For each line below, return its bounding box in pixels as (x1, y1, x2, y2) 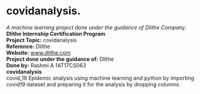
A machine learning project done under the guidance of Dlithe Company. (6, 24, 187, 31)
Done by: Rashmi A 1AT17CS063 (6, 61, 86, 69)
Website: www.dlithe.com (6, 49, 71, 56)
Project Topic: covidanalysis (6, 36, 77, 43)
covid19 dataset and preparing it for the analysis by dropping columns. (6, 80, 181, 87)
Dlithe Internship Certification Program (6, 30, 106, 37)
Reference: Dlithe (6, 43, 50, 50)
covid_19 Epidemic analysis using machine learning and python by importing (6, 74, 195, 82)
